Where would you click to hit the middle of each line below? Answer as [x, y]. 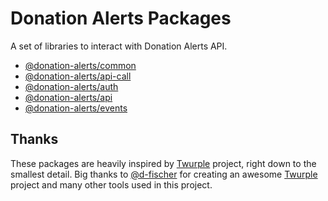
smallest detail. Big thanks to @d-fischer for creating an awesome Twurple [164, 174]
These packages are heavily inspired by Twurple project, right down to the [163, 163]
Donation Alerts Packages [121, 18]
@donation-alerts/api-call [78, 76]
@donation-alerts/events [76, 108]
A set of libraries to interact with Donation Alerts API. [119, 46]
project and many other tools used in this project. [111, 184]
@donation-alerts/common [80, 65]
